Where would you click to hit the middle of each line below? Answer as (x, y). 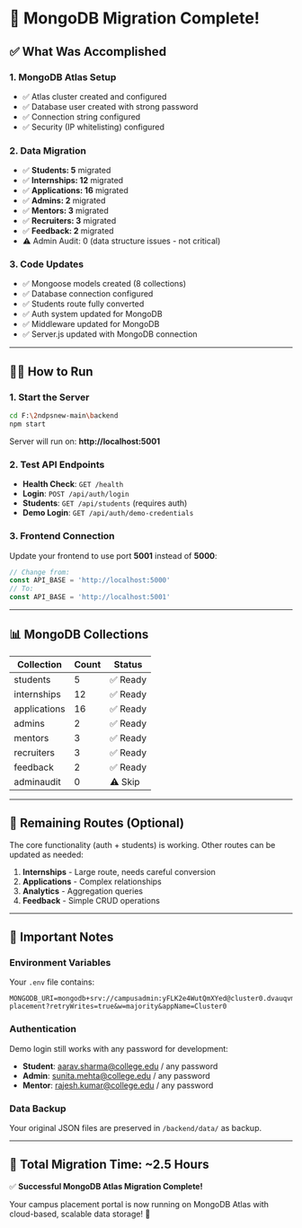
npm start (28, 424)
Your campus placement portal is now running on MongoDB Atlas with (139, 1204)
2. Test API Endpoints (57, 464)
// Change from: (40, 572)
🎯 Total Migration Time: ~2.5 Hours (109, 1165)
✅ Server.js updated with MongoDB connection (110, 334)
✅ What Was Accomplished (88, 52)
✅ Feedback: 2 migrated (68, 231)
